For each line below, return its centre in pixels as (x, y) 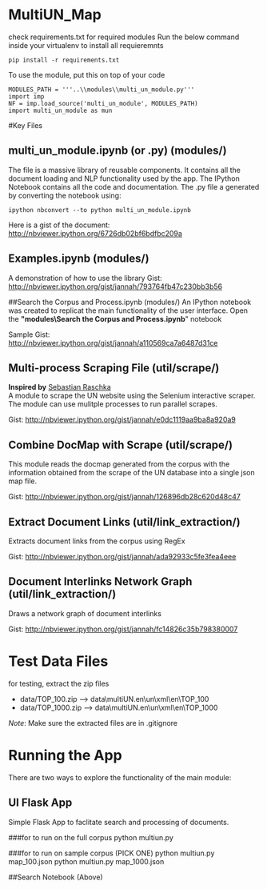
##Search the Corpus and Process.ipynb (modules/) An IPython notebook (130, 302)
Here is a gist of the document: (59, 225)
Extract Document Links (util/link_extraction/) (125, 522)
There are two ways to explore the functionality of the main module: (120, 777)
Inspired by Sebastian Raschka (60, 387)
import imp (26, 96)
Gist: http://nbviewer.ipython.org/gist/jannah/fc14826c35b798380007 (123, 629)
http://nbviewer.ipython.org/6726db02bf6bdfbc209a (95, 233)
